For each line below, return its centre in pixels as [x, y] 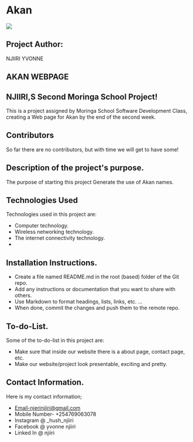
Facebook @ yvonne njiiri [45, 426]
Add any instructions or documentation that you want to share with [95, 289]
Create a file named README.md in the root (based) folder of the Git [97, 277]
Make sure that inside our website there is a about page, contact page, [100, 352]
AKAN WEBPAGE [37, 77]
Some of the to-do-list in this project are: [55, 340]
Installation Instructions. [52, 263]
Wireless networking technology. [54, 232]
